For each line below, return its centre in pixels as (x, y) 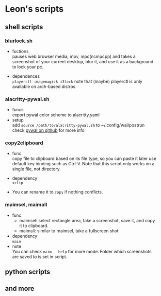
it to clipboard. (34, 226)
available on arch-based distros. (44, 87)
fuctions (20, 51)
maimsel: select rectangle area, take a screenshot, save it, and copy (87, 220)
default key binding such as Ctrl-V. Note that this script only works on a (83, 164)
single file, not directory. (36, 169)
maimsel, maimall (26, 205)
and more (20, 288)
